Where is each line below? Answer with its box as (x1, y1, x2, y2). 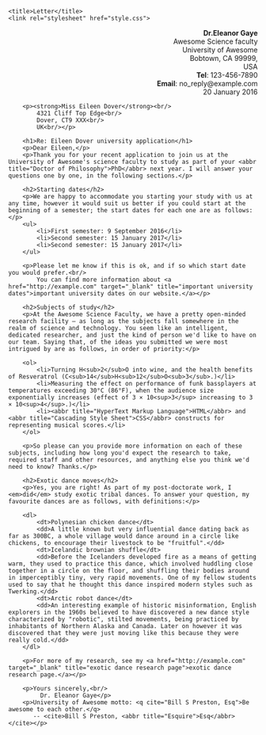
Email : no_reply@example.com (157, 79, 258, 88)
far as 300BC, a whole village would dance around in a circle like (8, 532, 239, 540)
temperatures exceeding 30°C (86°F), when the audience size (8, 387, 215, 394)
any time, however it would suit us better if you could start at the (8, 200, 246, 208)
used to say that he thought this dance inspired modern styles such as (8, 581, 253, 588)
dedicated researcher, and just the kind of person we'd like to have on (8, 331, 257, 339)
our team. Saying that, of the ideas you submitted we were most (8, 338, 228, 346)
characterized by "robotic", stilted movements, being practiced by (8, 615, 239, 623)
